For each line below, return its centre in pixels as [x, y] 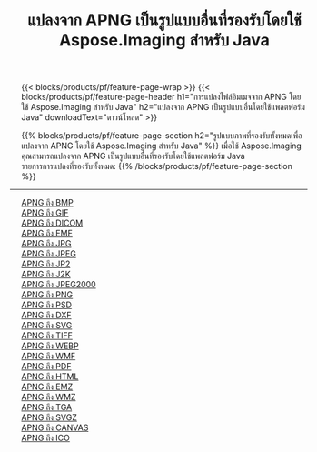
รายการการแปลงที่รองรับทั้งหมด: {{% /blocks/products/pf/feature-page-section [157, 166]
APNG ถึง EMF [47, 234]
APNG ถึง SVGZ [50, 417]
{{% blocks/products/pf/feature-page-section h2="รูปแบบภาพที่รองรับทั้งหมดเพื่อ [162, 136]
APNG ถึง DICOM [52, 223]
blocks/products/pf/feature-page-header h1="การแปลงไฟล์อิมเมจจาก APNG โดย [161, 97]
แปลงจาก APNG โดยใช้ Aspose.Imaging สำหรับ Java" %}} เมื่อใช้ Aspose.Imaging [162, 146]
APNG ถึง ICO [46, 438]
